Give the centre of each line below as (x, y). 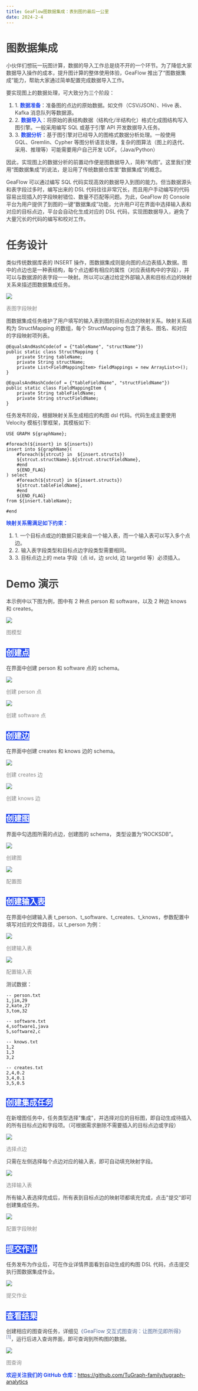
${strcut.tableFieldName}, (50, 486)
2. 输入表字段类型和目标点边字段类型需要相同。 (72, 550)
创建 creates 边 (24, 775)
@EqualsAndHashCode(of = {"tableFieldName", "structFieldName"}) (88, 383)
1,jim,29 (17, 1000)
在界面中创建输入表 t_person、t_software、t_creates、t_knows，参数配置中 (98, 917)
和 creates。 (21, 609)
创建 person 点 (24, 692)
